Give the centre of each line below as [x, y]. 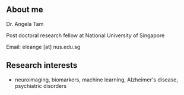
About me [25, 10]
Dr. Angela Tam [25, 24]
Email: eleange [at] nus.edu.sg [43, 47]
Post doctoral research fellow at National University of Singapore [85, 35]
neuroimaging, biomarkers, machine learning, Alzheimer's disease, [96, 80]
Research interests [42, 65]
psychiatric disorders [41, 86]
